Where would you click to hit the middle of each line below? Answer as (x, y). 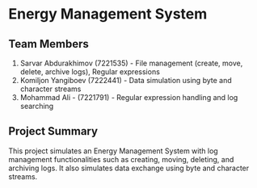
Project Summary (53, 131)
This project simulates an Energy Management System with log (113, 151)
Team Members (48, 44)
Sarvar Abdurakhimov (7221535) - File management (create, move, (131, 63)
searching (37, 106)
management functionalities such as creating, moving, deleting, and (121, 159)
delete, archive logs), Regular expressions (90, 72)
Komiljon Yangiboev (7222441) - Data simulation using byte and (126, 80)
